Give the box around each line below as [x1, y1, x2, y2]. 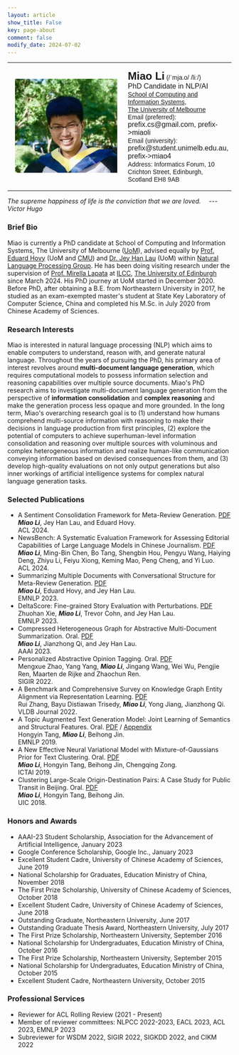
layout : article [7, 11, 55, 19]
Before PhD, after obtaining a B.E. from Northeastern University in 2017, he [7, 284, 225, 292]
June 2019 [17, 863, 49, 871]
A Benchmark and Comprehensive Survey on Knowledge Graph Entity [17, 685, 223, 694]
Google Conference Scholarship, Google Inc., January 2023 [17, 848, 193, 856]
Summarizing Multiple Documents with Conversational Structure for [17, 571, 216, 580]
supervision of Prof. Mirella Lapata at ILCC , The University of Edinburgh [7, 269, 217, 277]
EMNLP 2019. [17, 738, 58, 747]
